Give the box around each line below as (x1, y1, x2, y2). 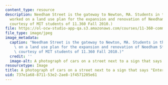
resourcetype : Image (5, 63, 48, 68)
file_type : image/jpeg (5, 30, 52, 35)
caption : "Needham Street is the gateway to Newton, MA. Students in (9, 40, 157, 45)
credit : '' (9, 53, 32, 59)
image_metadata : (5, 35, 39, 40)
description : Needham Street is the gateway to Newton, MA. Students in (5, 12, 160, 17)
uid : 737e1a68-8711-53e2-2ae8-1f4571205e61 (5, 72, 97, 77)
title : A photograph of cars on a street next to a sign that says (5, 68, 149, 73)
